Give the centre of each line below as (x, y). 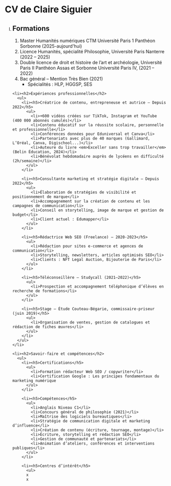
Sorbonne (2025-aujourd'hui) (51, 46)
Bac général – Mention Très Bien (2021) (61, 79)
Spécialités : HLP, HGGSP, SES (60, 84)
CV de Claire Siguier (49, 9)
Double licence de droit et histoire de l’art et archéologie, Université (91, 62)
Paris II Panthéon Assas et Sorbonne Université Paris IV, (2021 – (87, 68)
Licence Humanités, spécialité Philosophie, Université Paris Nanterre (92, 52)
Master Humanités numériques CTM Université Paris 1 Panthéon (88, 40)
